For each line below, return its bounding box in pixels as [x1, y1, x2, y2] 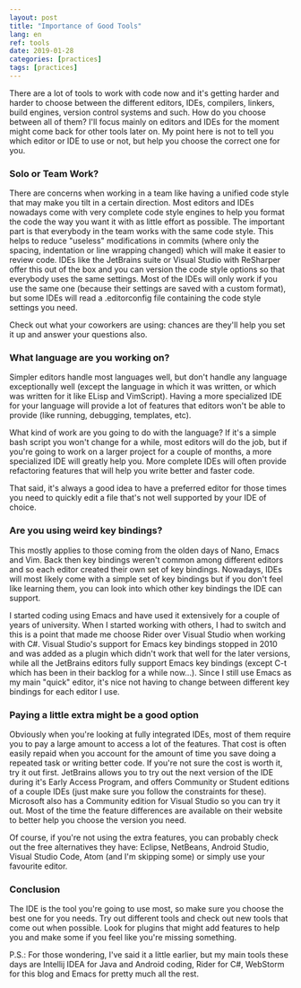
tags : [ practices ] [9, 64, 78, 73]
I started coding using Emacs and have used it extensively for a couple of [9, 609, 280, 620]
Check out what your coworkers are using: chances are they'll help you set [9, 319, 286, 330]
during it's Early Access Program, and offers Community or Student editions [9, 777, 289, 788]
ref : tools [9, 38, 50, 48]
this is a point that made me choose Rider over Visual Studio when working [9, 629, 286, 640]
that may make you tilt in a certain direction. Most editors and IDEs [9, 197, 254, 208]
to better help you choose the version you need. [9, 815, 186, 826]
